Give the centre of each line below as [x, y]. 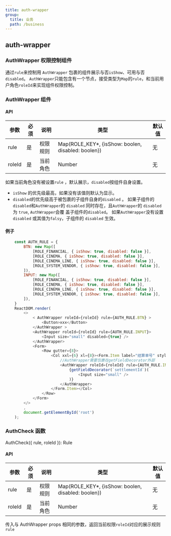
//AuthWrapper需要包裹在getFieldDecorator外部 [107, 360]
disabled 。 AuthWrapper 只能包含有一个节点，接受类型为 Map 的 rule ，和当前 [82, 78]
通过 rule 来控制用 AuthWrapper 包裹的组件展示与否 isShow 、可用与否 [75, 72]
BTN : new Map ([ [40, 247]
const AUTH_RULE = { [36, 242]
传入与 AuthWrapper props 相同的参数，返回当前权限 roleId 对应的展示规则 [83, 524]
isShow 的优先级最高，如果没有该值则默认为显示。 [65, 193]
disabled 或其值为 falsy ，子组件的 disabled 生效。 [65, 218]
